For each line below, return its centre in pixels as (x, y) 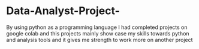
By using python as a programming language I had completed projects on (97, 27)
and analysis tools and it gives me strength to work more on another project (99, 40)
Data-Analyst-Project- (63, 11)
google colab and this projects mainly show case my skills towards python (98, 33)
